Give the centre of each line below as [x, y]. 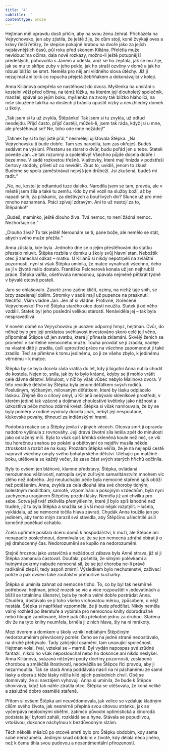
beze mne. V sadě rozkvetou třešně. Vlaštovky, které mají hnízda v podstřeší [84, 160]
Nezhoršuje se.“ [22, 223]
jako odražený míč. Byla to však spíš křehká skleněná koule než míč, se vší [83, 438]
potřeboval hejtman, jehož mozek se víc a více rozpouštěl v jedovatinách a [82, 590]
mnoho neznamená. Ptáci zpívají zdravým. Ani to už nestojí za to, [73, 202]
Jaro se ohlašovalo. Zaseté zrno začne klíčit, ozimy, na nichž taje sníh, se [81, 290]
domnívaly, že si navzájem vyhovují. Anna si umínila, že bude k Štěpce [78, 680]
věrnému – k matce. [26, 359]
